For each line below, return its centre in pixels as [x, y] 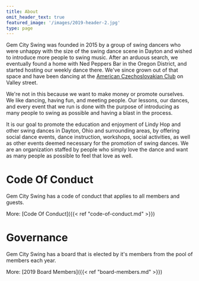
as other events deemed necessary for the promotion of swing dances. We [97, 143]
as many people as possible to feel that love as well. [70, 156]
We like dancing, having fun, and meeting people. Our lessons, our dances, [98, 101]
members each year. [31, 260]
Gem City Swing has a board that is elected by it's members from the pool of [99, 254]
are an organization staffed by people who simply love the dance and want [97, 150]
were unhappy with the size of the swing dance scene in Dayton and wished [99, 51]
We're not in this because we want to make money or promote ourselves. [95, 94]
